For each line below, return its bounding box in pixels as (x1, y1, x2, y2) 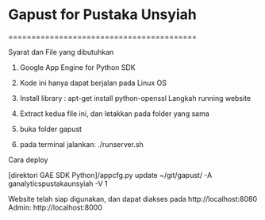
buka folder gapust (19, 124, 82, 133)
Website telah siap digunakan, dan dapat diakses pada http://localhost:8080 (8, 194, 258, 203)
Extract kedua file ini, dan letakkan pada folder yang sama (19, 109, 210, 118)
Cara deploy (8, 155, 48, 164)
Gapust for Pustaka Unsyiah (8, 6, 197, 24)
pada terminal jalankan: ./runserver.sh (19, 139, 144, 149)
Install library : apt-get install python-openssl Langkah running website (19, 93, 252, 102)
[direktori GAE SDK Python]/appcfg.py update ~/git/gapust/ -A (8, 170, 213, 179)
